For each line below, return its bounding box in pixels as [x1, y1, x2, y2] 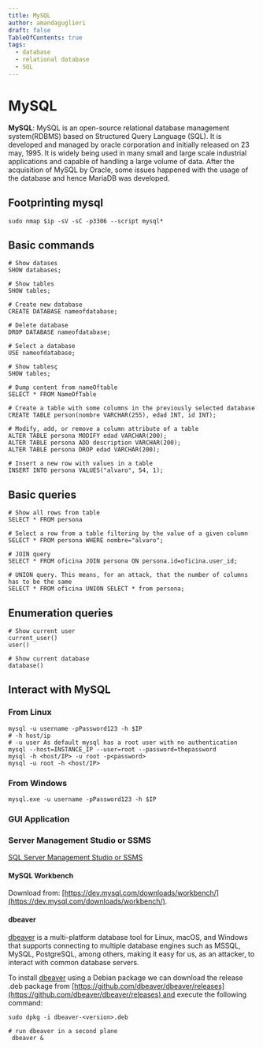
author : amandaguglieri [8, 19, 87, 27]
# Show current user [8, 627, 76, 635]
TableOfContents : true [8, 33, 83, 42]
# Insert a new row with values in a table [8, 459, 154, 468]
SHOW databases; [8, 266, 61, 275]
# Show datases [8, 260, 58, 268]
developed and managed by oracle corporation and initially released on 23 [8, 140, 250, 149]
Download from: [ [8, 889, 65, 898]
